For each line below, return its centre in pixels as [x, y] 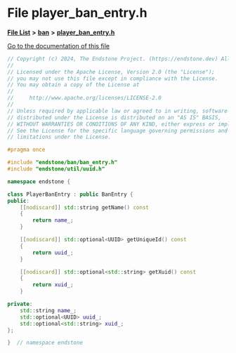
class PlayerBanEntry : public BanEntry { [70, 194]
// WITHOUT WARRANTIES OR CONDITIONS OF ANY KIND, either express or [111, 124]
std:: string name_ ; [48, 310]
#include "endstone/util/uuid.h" [56, 169]
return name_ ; [53, 220]
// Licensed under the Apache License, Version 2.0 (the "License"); [111, 72]
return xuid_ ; [53, 285]
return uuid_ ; [53, 253]
